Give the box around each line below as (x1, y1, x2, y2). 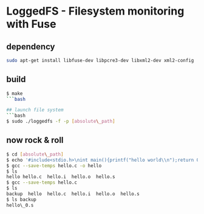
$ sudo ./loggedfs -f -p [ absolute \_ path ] (6, 119, 115, 125)
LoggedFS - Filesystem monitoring (6, 4, 185, 18)
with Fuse (6, 17, 56, 31)
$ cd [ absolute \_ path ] (6, 151, 64, 157)
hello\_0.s (6, 202, 34, 208)
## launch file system (6, 107, 64, 113)
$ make (6, 90, 23, 97)
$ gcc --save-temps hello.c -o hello (6, 162, 102, 168)
